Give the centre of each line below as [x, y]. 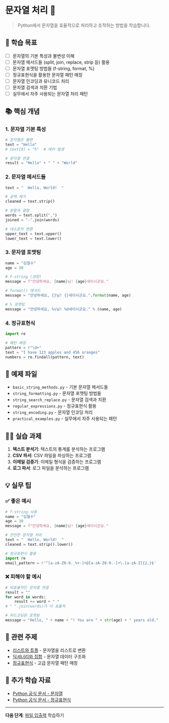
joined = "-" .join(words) [32, 220]
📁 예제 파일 [21, 374]
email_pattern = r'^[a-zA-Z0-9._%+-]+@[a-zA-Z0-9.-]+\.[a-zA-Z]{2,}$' [81, 563]
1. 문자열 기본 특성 [26, 129]
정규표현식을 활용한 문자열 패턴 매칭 [48, 75]
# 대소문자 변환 [19, 229]
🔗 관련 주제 [21, 637]
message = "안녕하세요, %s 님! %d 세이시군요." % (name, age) [64, 309]
